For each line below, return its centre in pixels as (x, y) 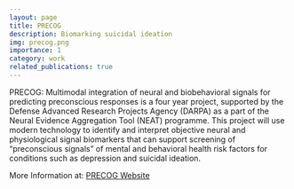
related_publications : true (61, 67)
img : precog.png (39, 42)
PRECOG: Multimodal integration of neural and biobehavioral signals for (140, 92)
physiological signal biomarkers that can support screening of (123, 139)
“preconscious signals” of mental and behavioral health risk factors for (139, 148)
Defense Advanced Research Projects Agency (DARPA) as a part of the (139, 111)
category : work (37, 59)
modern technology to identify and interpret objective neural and (127, 130)
